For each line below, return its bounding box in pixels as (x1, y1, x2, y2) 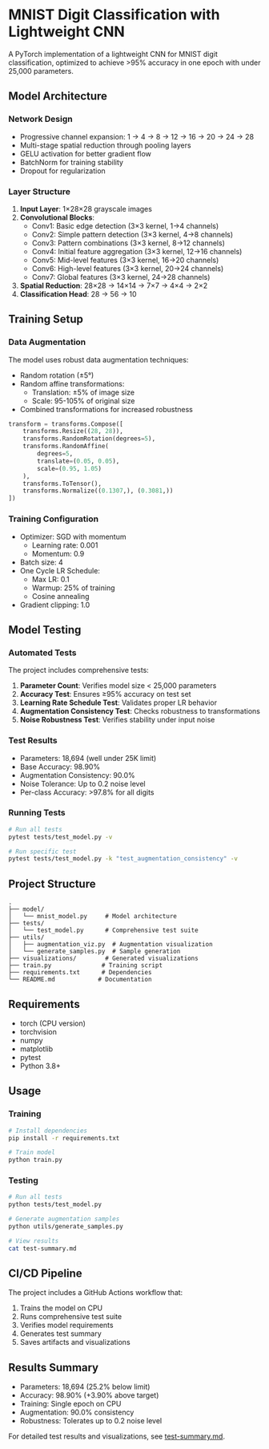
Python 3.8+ (19, 1061, 62, 1071)
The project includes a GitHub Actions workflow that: (8, 1288, 183, 1297)
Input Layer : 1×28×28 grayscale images (19, 204, 152, 213)
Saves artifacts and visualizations (19, 1338, 130, 1347)
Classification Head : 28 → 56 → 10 (19, 289, 138, 298)
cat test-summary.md (8, 1245, 78, 1253)
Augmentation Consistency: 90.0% (19, 770, 136, 779)
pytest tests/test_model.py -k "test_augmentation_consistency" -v (8, 855, 239, 863)
